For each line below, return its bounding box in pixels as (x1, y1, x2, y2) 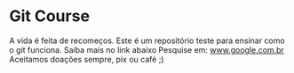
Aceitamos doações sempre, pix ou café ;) (9, 54, 164, 64)
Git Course (9, 6, 91, 26)
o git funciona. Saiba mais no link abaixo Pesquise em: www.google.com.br (9, 44, 284, 55)
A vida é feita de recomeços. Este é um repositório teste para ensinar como (9, 35, 286, 46)
